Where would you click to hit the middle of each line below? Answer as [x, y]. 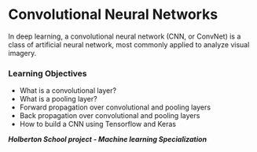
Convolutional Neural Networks [113, 15]
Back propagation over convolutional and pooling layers [110, 116]
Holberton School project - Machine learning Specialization [107, 139]
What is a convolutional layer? [68, 91]
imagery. [22, 53]
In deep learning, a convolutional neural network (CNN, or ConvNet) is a [125, 36]
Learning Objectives [48, 73]
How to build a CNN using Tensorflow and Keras [98, 124]
